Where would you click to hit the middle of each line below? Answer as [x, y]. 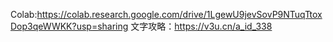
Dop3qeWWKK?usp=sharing [69, 26]
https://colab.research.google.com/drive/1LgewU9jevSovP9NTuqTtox [179, 14]
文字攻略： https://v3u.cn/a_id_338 [201, 26]
